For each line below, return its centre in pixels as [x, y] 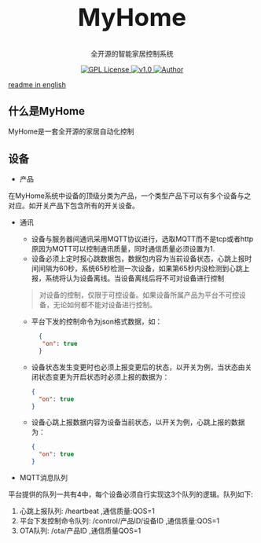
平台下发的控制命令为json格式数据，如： [97, 321]
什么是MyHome [46, 111]
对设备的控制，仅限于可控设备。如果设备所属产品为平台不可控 [139, 295]
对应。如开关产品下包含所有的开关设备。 [74, 206]
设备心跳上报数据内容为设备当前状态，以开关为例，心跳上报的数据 [138, 422]
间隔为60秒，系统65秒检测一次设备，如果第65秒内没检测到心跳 [141, 269]
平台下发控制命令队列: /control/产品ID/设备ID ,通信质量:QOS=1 [119, 521]
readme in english [37, 84]
